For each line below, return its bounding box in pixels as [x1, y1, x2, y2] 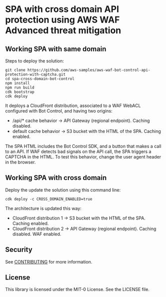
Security [5, 245, 32, 254]
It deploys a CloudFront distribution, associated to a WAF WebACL [5, 102, 141, 108]
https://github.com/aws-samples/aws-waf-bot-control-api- [27, 67, 151, 72]
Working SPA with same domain [5, 44, 107, 53]
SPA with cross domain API [5, 3, 120, 15]
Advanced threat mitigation [5, 25, 121, 36]
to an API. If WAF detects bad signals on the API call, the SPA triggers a [5, 148, 152, 154]
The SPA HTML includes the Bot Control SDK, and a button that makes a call [5, 143, 162, 149]
